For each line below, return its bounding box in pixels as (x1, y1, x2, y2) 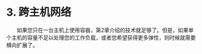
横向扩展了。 (6, 41, 38, 49)
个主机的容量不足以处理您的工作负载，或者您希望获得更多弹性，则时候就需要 (6, 34, 196, 41)
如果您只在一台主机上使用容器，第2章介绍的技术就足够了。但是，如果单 (17, 26, 194, 34)
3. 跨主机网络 (6, 5, 72, 19)
